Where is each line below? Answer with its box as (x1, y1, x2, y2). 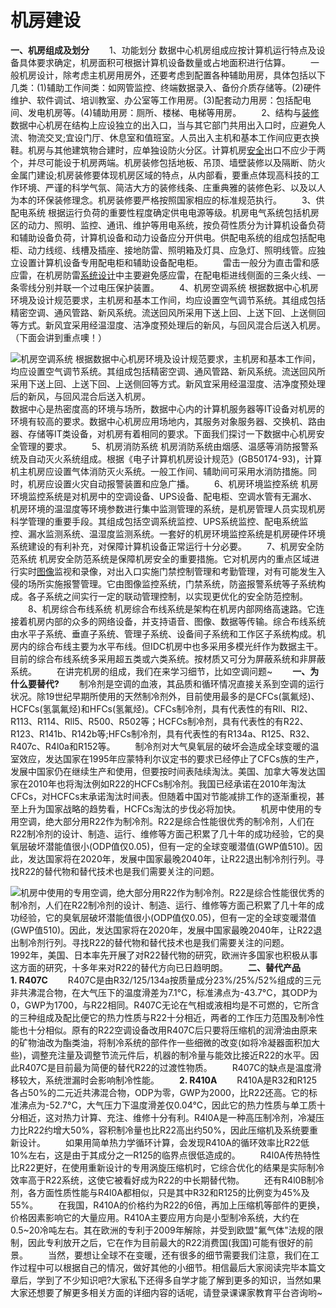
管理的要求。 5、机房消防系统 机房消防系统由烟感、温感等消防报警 (18, 440, 310, 452)
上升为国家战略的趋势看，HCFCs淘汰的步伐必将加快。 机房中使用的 (18, 802, 314, 815)
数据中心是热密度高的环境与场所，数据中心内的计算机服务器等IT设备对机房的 (10, 402, 325, 415)
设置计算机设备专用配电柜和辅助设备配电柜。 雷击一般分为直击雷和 (18, 256, 311, 268)
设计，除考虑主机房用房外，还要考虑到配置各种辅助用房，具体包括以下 (36, 69, 326, 81)
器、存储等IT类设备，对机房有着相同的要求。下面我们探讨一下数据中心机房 (10, 427, 317, 440)
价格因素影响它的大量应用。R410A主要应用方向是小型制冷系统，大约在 (10, 1211, 300, 1223)
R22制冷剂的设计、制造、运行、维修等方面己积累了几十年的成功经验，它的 (10, 827, 317, 840)
